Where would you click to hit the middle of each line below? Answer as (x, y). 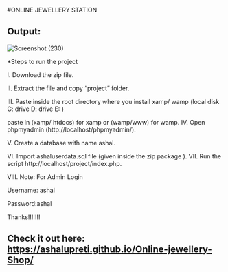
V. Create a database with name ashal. (61, 143)
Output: (24, 31)
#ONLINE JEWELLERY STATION (52, 10)
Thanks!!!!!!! (24, 217)
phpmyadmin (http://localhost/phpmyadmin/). (71, 129)
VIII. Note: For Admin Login (45, 177)
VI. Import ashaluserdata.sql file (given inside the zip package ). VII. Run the (114, 156)
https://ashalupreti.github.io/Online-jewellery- (110, 250)
